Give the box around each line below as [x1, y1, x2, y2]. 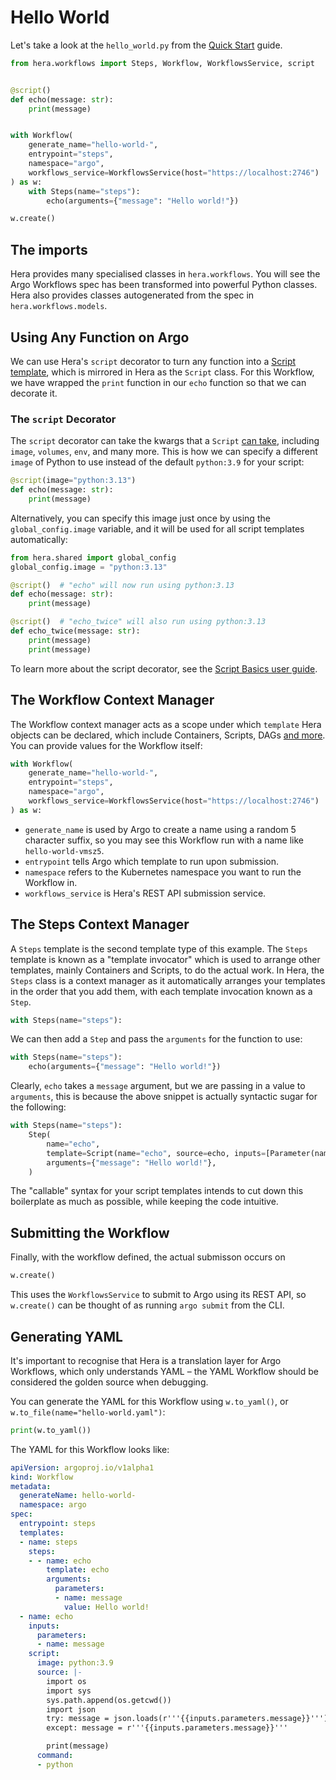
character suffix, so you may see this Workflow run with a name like [24, 834, 305, 846]
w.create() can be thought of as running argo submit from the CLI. [10, 1299, 285, 1311]
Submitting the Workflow [10, 1224, 170, 1241]
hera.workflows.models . [10, 300, 108, 312]
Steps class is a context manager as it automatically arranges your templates [10, 974, 326, 986]
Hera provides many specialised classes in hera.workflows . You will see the [10, 268, 321, 280]
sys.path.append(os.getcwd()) [46, 1695, 172, 1705]
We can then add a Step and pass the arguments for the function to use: [10, 1033, 303, 1045]
